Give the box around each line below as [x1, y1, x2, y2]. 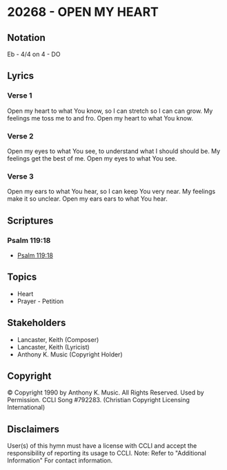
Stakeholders [7, 317, 66, 329]
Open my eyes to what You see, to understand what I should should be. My [7, 147, 221, 155]
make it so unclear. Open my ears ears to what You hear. [7, 195, 168, 203]
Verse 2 [7, 131, 34, 141]
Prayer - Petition [17, 297, 64, 305]
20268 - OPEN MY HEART [7, 4, 159, 20]
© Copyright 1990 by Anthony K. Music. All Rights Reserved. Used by [7, 388, 205, 397]
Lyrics [7, 70, 34, 82]
